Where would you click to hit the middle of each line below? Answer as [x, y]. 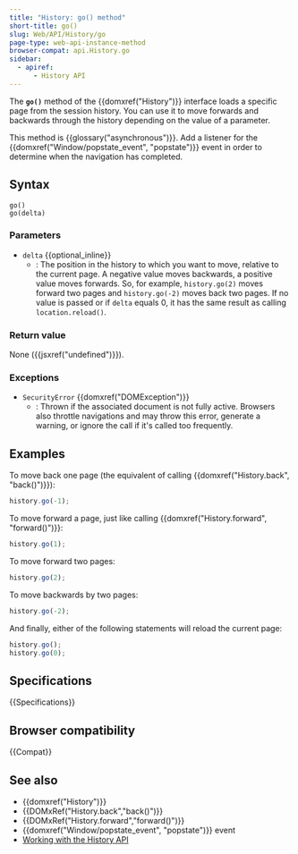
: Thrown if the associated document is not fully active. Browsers [155, 407]
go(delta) [28, 213]
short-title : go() [43, 26]
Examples [37, 454]
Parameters [35, 235]
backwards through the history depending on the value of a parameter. [140, 120]
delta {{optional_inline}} [67, 255]
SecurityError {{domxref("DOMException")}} [106, 397]
